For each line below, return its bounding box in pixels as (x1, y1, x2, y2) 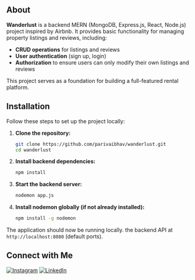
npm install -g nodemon (15, 215, 76, 221)
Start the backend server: (15, 181, 83, 188)
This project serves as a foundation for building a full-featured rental (6, 77, 179, 84)
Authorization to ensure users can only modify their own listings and (15, 59, 189, 66)
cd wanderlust (15, 146, 51, 153)
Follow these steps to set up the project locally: (6, 117, 125, 124)
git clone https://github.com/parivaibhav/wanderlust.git (15, 141, 166, 147)
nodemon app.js (15, 192, 54, 199)
